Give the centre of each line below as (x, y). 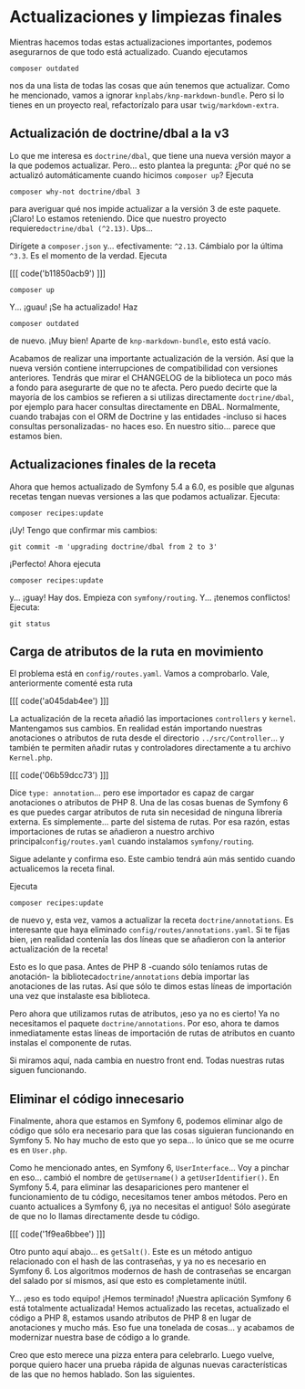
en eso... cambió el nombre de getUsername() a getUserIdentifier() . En (144, 1178)
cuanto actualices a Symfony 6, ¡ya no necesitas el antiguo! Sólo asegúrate (150, 1206)
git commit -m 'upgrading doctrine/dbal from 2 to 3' (114, 547)
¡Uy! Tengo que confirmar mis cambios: (83, 530)
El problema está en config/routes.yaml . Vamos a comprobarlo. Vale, (140, 674)
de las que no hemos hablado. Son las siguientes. (102, 1374)
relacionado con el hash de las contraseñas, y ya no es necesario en (138, 1261)
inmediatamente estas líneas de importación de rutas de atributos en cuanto (152, 1033)
